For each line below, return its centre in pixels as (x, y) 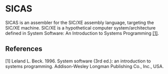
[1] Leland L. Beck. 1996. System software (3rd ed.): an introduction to (78, 61)
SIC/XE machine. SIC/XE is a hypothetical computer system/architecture (80, 27)
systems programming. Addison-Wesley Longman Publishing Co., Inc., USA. (85, 66)
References (24, 49)
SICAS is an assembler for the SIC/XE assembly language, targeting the (80, 22)
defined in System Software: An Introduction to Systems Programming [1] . (82, 33)
